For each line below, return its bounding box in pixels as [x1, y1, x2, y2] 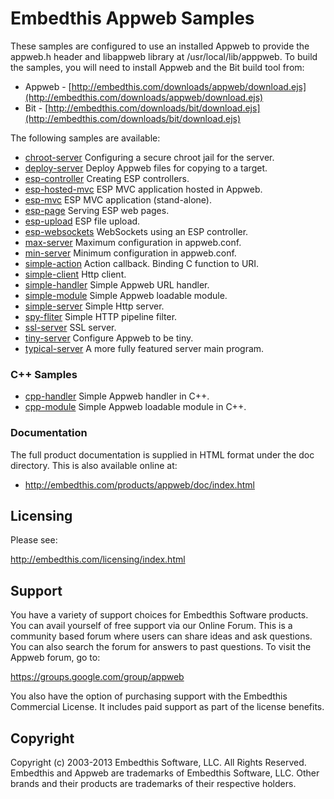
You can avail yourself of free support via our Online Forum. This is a [10, 620, 293, 632]
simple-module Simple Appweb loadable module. [24, 289, 228, 301]
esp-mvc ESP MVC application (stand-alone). [24, 193, 212, 206]
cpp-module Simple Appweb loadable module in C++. [24, 401, 247, 413]
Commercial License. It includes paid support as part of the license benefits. [10, 701, 325, 713]
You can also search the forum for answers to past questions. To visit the [10, 641, 312, 653]
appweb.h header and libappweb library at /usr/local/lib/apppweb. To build [10, 50, 318, 62]
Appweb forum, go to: [10, 652, 101, 664]
